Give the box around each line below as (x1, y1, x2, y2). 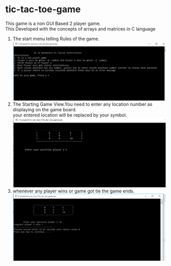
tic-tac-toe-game (5, 4, 81, 15)
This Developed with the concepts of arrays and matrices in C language (5, 25, 156, 32)
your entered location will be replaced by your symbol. (12, 112, 127, 118)
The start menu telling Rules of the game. (12, 36, 100, 42)
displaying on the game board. (12, 107, 77, 113)
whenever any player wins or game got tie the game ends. (12, 188, 135, 194)
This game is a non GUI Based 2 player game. (5, 20, 101, 26)
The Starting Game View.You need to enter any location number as (12, 101, 153, 107)
